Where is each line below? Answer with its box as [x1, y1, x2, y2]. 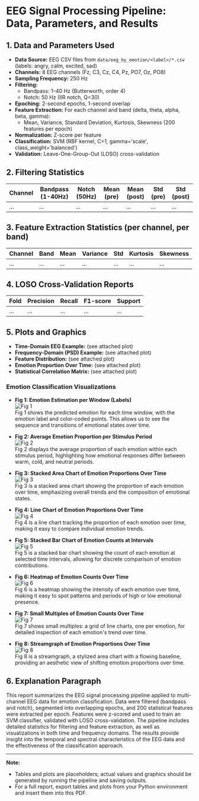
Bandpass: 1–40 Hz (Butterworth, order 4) [23, 88, 126, 94]
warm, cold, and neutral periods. [14, 458, 95, 465]
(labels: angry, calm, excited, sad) [14, 62, 98, 69]
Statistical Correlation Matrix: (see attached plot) [14, 368, 137, 375]
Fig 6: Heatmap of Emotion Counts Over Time [14, 573, 129, 580]
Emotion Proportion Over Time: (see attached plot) [14, 362, 141, 369]
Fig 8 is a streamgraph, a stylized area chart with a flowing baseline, [14, 652, 182, 660]
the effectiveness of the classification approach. [6, 742, 124, 749]
